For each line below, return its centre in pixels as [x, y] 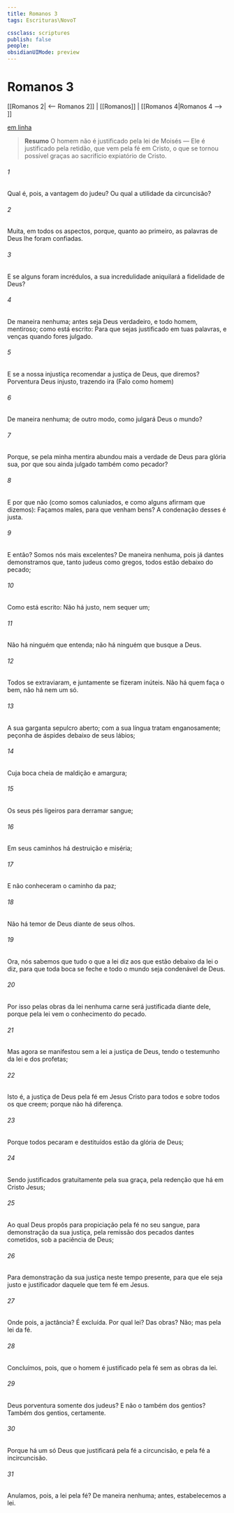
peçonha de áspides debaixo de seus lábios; [71, 735]
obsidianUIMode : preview [43, 52]
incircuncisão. [27, 1458]
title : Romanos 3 [32, 14]
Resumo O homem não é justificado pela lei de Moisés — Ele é [115, 141]
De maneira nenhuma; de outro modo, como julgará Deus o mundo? [105, 419]
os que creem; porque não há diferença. [65, 1104]
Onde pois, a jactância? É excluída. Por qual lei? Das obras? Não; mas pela [114, 1323]
